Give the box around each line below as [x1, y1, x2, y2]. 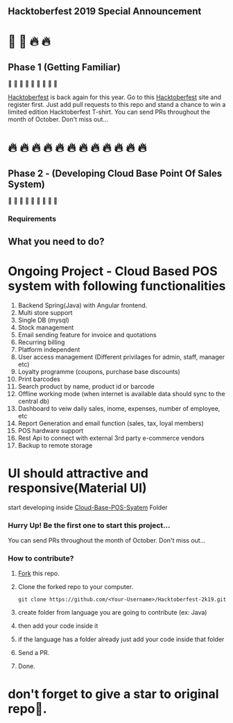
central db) [17, 397, 50, 405]
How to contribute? [8, 553, 74, 563]
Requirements [8, 214, 57, 224]
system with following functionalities [8, 278, 226, 294]
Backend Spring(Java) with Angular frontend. [17, 301, 148, 309]
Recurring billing [17, 338, 65, 346]
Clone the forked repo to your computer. [17, 583, 134, 591]
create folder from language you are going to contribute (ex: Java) [17, 609, 207, 617]
